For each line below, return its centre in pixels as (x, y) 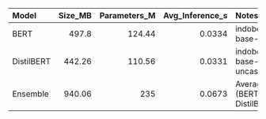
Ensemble (30, 94)
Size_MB (75, 15)
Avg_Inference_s (196, 15)
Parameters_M (127, 15)
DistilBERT (32, 61)
